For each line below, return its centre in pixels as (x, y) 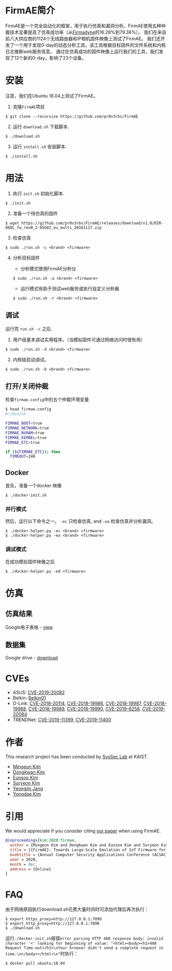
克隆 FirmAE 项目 (29, 106)
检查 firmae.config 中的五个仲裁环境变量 (47, 399)
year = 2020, (24, 859)
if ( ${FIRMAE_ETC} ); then (33, 452)
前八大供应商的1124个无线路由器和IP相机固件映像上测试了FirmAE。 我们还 (83, 39)
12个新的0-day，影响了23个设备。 (50, 58)
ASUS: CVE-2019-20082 (39, 692)
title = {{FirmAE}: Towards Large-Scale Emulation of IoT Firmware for (88, 850)
